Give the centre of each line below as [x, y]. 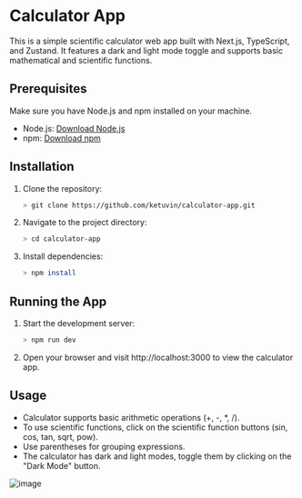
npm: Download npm [62, 138]
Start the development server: [79, 323]
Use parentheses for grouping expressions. [104, 446]
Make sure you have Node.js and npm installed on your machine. [131, 111]
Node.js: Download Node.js [74, 128]
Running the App [58, 301]
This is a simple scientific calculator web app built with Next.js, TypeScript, [150, 41]
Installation [42, 167]
